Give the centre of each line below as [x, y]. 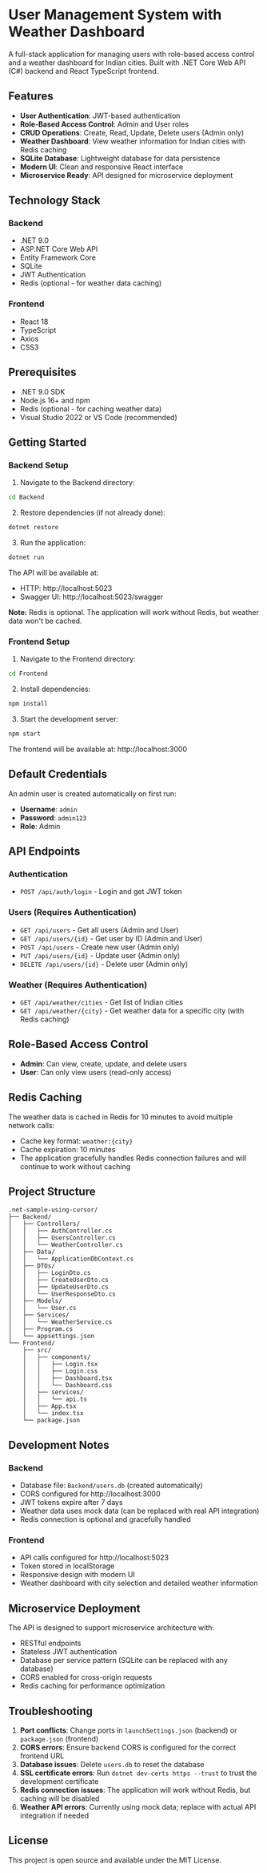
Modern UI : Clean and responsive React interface [102, 167]
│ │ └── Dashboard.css [68, 1386]
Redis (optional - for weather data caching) [91, 283]
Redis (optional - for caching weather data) [91, 409]
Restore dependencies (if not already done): [92, 513]
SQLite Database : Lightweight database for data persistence [120, 158]
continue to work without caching [75, 1166]
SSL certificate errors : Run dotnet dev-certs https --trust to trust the [138, 1773]
